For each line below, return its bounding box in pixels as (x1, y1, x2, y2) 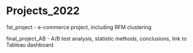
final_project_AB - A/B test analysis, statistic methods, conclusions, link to (6, 35, 187, 42)
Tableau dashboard (6, 41, 53, 48)
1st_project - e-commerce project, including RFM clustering (6, 24, 152, 31)
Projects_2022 (6, 4, 80, 18)
